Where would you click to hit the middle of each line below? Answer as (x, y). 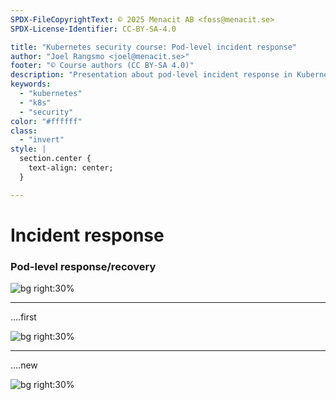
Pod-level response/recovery (83, 266)
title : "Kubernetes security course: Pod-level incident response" (154, 47)
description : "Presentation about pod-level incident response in (151, 75)
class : (24, 131)
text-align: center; (71, 168)
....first (23, 317)
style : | (28, 149)
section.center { (55, 159)
